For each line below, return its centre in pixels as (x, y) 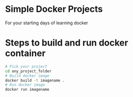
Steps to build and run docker (67, 43)
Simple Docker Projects (54, 9)
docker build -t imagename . (35, 80)
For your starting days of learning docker (47, 23)
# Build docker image (27, 76)
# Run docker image (25, 85)
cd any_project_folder (28, 71)
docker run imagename (27, 90)
